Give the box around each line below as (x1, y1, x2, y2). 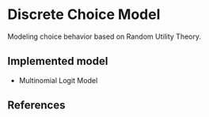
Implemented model (7, 55, 108, 68)
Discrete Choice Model (7, 6, 161, 24)
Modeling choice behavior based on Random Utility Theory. (7, 32, 201, 41)
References (7, 99, 66, 112)
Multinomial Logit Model (18, 75, 98, 85)
